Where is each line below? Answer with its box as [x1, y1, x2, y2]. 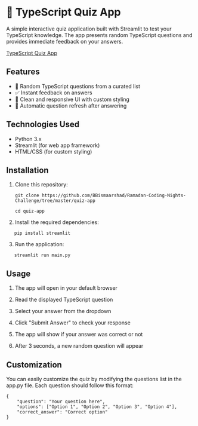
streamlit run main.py [14, 252, 70, 259]
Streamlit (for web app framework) [14, 142, 100, 149]
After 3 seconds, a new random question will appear [14, 342, 144, 350]
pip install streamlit [14, 230, 70, 237]
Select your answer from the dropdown [14, 308, 112, 315]
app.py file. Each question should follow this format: [6, 382, 134, 389]
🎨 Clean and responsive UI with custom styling [14, 96, 130, 103]
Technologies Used [6, 119, 79, 130]
